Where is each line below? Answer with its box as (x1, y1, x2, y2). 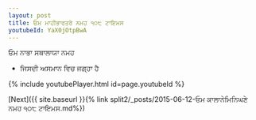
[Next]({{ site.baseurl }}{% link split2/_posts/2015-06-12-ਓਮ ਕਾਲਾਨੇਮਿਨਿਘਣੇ (8, 95, 248, 104)
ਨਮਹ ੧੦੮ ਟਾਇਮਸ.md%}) (8, 103, 86, 113)
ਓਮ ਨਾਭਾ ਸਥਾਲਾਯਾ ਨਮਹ (8, 48, 75, 58)
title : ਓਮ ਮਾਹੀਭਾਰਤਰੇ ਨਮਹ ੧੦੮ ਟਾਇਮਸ (8, 19, 125, 27)
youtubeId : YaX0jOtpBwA (8, 26, 87, 34)
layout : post (8, 11, 52, 20)
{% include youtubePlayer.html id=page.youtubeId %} (8, 80, 185, 89)
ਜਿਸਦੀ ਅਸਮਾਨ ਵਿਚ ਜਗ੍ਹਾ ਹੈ (19, 64, 99, 73)
